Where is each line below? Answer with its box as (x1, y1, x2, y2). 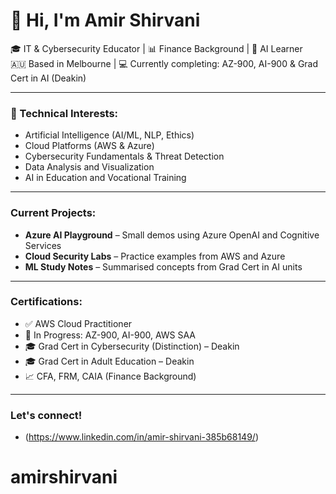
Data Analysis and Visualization (24, 161, 155, 173)
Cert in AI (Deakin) (10, 72, 87, 84)
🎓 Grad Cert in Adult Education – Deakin (24, 355, 195, 367)
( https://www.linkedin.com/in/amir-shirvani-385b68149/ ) (24, 431, 259, 443)
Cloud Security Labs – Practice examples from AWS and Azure (24, 250, 286, 262)
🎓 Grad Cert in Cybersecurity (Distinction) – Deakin (24, 340, 240, 352)
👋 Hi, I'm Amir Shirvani (10, 9, 201, 32)
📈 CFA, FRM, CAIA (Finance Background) (24, 370, 197, 382)
